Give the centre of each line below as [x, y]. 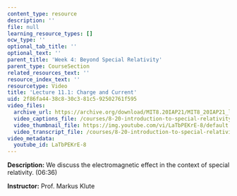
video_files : [26, 106]
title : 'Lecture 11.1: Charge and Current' [72, 92]
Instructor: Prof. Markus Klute [51, 186]
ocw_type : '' [26, 40]
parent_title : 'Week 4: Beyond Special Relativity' [85, 60]
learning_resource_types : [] [50, 33]
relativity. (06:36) [32, 173]
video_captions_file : [45, 118]
